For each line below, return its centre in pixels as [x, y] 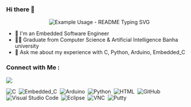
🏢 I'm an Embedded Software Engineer [62, 34]
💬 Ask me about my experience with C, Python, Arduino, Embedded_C [100, 52]
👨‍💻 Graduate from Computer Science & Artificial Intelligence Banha [96, 40]
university [27, 46]
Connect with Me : [33, 68]
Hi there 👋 [21, 9]
